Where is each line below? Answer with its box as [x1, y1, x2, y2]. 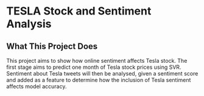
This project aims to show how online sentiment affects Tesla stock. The [6, 57, 188, 64]
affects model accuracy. [6, 83, 67, 90]
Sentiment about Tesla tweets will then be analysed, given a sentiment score [6, 70, 199, 77]
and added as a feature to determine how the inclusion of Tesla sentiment [6, 77, 191, 83]
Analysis [6, 17, 52, 31]
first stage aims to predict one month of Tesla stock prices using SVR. [6, 63, 181, 71]
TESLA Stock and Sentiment [6, 4, 152, 18]
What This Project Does [6, 41, 98, 51]
